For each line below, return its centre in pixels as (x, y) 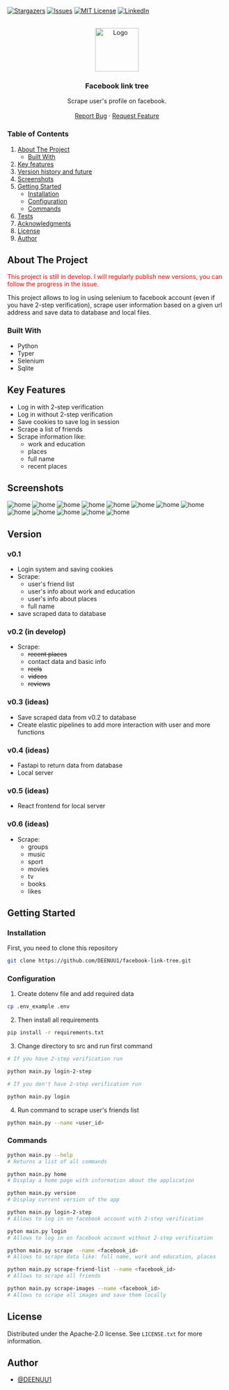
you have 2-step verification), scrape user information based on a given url (115, 305)
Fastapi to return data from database (70, 765)
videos (37, 677)
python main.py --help (40, 1155)
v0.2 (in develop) (37, 631)
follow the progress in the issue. (53, 284)
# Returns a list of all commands (57, 1161)
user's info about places (62, 599)
